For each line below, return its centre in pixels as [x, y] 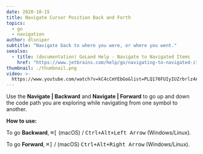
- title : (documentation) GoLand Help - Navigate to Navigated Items [101, 57]
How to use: [22, 121]
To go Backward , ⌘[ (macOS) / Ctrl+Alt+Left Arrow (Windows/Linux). [99, 133]
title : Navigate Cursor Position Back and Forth [69, 18]
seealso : [17, 51]
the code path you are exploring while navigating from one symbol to [92, 103]
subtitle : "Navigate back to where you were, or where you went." [92, 46]
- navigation [28, 34]
